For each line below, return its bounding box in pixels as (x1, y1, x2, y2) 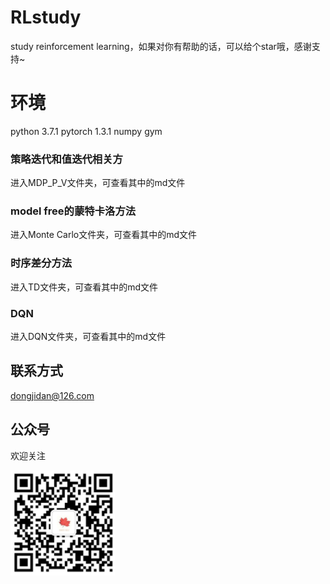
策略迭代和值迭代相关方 (10, 152, 123, 166)
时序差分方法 (10, 256, 73, 270)
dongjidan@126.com (10, 389, 95, 401)
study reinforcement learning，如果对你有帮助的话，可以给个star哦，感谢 (10, 40, 312, 52)
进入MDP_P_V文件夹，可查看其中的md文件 (10, 177, 186, 189)
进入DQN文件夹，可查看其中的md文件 (10, 331, 167, 343)
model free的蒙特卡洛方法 (10, 204, 137, 218)
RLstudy (10, 6, 82, 29)
